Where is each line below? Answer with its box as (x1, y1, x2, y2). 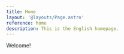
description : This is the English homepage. (6, 25, 119, 32)
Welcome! (6, 42, 31, 49)
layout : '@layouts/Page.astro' (6, 14, 84, 20)
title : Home (6, 8, 36, 15)
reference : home (6, 20, 47, 26)
